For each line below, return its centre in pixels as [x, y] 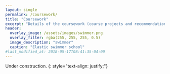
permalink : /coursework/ [31, 14]
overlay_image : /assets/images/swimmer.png [56, 33]
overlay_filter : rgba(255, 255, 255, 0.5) [55, 38]
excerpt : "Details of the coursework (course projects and [69, 24]
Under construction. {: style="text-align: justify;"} [57, 66]
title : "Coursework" [27, 19]
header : [13, 28]
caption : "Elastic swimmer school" [47, 47]
